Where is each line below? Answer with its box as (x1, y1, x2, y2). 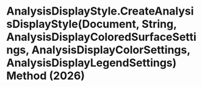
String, (141, 17, 177, 31)
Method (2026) (6, 69, 85, 83)
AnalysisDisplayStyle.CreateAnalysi (6, 4, 194, 18)
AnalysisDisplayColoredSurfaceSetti (6, 30, 197, 44)
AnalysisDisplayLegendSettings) (6, 56, 177, 70)
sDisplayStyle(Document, (6, 17, 140, 31)
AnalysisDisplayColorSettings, (31, 43, 190, 57)
